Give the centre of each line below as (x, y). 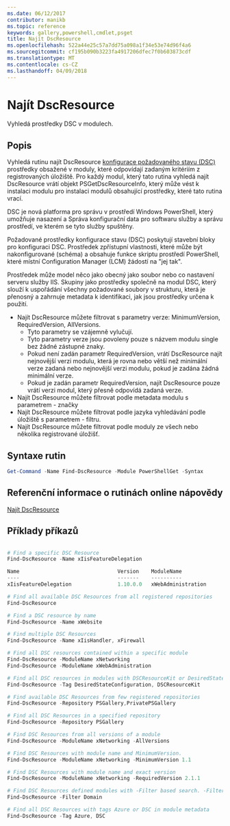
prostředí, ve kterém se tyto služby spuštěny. (71, 227)
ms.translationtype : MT (41, 58)
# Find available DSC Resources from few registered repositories (104, 697)
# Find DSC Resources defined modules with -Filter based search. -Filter (116, 791)
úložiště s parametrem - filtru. (59, 420)
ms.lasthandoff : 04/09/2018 (47, 71)
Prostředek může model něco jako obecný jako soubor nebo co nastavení (111, 275)
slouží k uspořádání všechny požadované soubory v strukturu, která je (106, 290)
